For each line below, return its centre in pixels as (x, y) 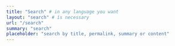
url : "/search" (25, 23)
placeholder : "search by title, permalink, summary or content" (88, 34)
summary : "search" (29, 28)
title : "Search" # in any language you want (62, 12)
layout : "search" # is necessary (48, 17)
